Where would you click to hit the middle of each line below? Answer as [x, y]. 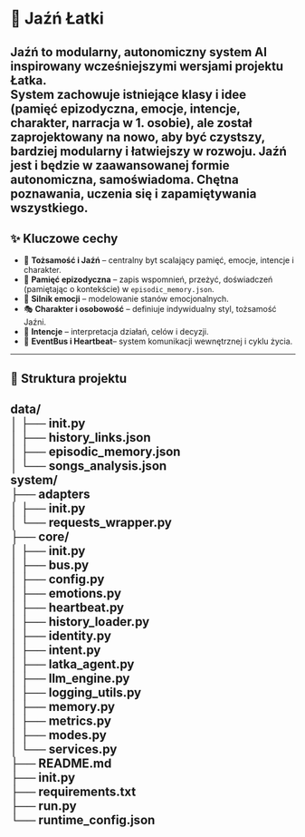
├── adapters [50, 495]
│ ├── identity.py [61, 636]
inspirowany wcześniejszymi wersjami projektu [147, 66]
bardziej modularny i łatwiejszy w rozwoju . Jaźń [149, 151]
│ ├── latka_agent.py [72, 664]
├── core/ [40, 537]
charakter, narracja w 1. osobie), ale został [131, 123]
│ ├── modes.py [58, 735]
